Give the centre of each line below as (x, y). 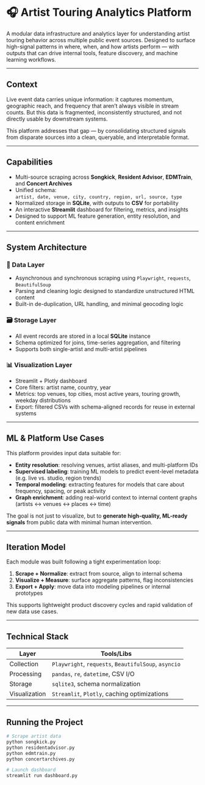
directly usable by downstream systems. (57, 119)
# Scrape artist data (34, 736)
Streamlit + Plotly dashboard (51, 381)
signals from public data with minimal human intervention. (79, 522)
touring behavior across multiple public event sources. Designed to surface (101, 40)
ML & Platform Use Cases (55, 438)
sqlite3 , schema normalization (96, 684)
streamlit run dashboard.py (42, 776)
